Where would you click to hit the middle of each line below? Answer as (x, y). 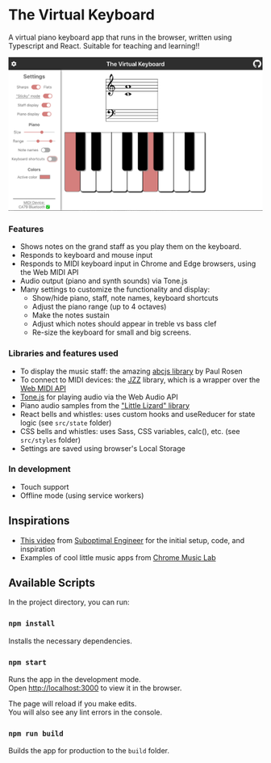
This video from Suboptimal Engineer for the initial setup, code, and (132, 540)
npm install (32, 624)
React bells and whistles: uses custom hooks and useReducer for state (138, 414)
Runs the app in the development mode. (75, 680)
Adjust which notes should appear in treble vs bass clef (124, 324)
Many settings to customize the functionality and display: (115, 289)
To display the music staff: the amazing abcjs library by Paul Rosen (131, 371)
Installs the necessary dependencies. (71, 641)
